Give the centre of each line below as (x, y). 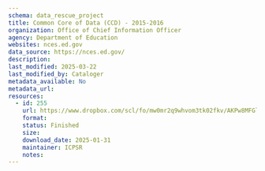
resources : (26, 96)
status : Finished (51, 125)
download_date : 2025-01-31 (67, 140)
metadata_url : (32, 89)
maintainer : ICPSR (52, 147)
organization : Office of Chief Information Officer (95, 30)
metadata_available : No (47, 81)
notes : (33, 154)
